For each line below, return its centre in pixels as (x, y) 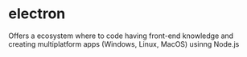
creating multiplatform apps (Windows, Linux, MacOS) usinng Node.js (124, 44)
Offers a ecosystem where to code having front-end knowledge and (121, 36)
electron (37, 14)
